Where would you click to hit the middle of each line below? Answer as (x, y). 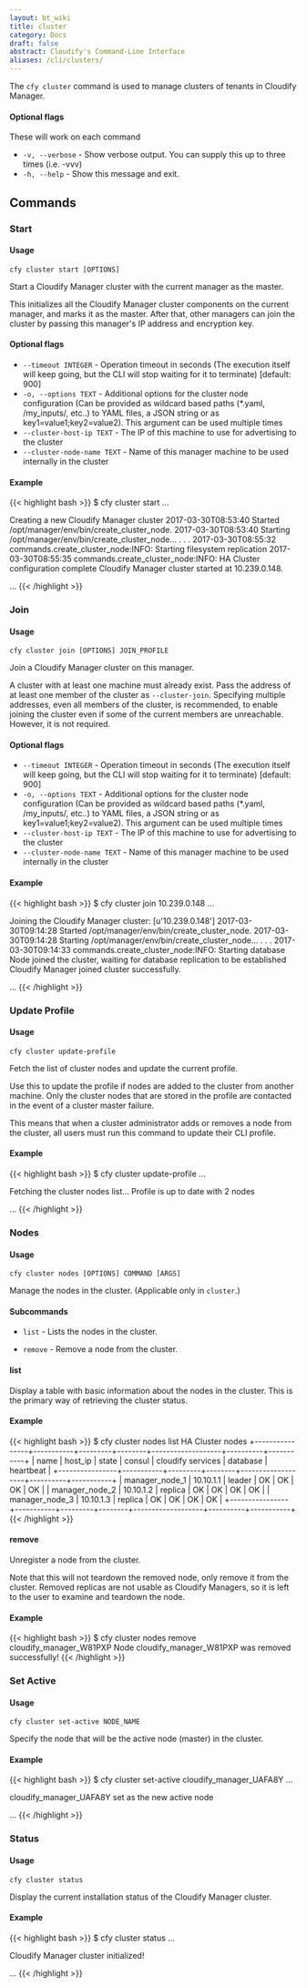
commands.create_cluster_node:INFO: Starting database (178, 949)
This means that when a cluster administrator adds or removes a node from (151, 1122)
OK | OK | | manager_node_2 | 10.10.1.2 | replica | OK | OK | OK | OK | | (140, 1490)
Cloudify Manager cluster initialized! (77, 1955)
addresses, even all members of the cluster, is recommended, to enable (144, 705)
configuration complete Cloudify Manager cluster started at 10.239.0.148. (147, 569)
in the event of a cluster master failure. (82, 1105)
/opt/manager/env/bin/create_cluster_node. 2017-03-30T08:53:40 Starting (150, 530)
